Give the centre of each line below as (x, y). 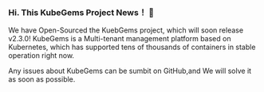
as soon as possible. (42, 79)
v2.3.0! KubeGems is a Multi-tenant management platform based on (120, 39)
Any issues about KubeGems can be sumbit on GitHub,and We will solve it (130, 71)
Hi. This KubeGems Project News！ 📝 (81, 12)
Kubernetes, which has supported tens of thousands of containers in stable (132, 47)
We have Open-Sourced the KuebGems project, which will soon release (126, 30)
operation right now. (41, 56)
